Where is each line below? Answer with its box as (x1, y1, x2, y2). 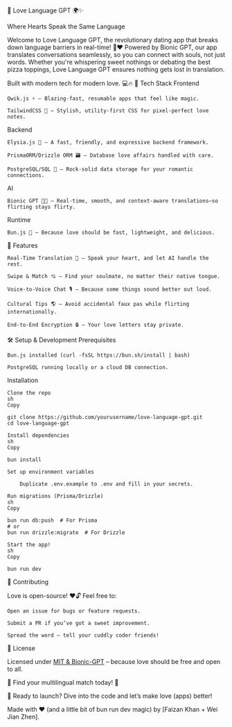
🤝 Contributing (7, 578, 49, 585)
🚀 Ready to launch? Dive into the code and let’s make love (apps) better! (7, 692, 213, 700)
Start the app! (7, 541, 51, 548)
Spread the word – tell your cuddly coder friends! (7, 632, 159, 639)
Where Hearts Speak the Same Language (7, 22, 126, 31)
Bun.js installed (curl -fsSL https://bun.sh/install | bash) (7, 352, 190, 359)
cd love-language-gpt (7, 420, 70, 427)
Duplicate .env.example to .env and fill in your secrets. (19, 481, 194, 488)
